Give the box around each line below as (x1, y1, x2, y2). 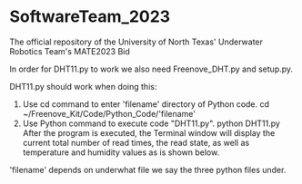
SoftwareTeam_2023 (9, 6, 171, 27)
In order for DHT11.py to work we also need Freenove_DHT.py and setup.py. (9, 63, 294, 74)
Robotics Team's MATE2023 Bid (9, 45, 130, 56)
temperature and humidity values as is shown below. (22, 147, 220, 158)
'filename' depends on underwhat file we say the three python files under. (9, 164, 287, 175)
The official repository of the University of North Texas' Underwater (9, 36, 264, 47)
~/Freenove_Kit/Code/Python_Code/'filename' (22, 108, 196, 119)
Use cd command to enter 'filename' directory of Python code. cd (22, 98, 270, 110)
